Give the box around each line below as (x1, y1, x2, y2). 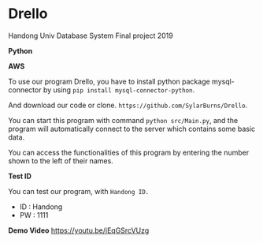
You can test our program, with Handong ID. (8, 186, 150, 196)
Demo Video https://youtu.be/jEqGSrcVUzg (8, 226, 150, 235)
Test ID (8, 171, 31, 181)
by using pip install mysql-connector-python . (43, 84, 195, 95)
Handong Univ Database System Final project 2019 (8, 31, 173, 40)
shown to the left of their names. (8, 155, 114, 166)
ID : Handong (19, 202, 63, 211)
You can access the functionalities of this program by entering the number (8, 148, 250, 157)
